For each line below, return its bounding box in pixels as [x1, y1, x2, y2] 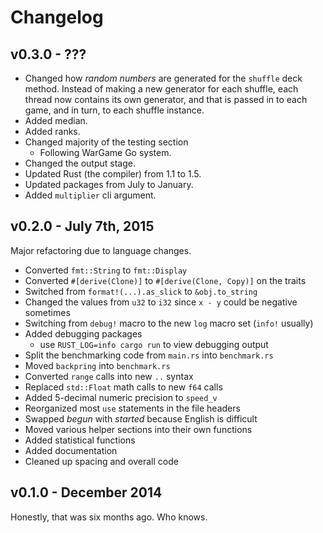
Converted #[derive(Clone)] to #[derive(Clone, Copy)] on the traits [24, 274, 307, 286]
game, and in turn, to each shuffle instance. [24, 104, 205, 116]
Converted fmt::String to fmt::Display [24, 264, 188, 276]
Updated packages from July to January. [24, 179, 194, 190]
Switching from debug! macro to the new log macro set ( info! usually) [24, 317, 314, 329]
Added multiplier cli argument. [24, 189, 157, 201]
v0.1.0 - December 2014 [10, 484, 163, 501]
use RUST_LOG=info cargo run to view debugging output [39, 338, 269, 350]
